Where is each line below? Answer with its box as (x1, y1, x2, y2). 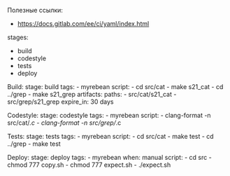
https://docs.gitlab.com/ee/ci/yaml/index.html (17, 20, 150, 27)
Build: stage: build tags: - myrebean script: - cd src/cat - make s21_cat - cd (7, 83, 224, 90)
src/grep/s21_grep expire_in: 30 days (7, 97, 114, 106)
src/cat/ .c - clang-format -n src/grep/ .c (7, 119, 122, 127)
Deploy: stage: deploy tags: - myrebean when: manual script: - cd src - (7, 154, 212, 161)
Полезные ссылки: (7, 6, 63, 14)
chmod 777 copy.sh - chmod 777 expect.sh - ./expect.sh (7, 161, 171, 169)
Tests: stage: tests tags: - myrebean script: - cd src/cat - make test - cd (7, 133, 215, 140)
